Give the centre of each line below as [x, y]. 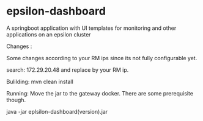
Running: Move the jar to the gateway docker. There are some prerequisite [100, 93]
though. [16, 100]
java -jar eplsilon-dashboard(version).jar [57, 111]
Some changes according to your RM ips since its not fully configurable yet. [102, 58]
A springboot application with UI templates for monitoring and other [91, 28]
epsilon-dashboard [56, 11]
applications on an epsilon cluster [49, 34]
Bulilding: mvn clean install [40, 81]
